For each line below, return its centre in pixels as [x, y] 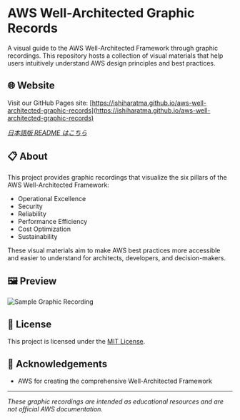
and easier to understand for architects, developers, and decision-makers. [117, 257]
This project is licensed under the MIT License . [76, 342]
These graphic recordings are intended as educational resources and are [115, 401]
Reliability [32, 214]
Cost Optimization [44, 229]
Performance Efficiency [52, 221]
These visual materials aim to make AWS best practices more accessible [114, 250]
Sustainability [37, 236]
